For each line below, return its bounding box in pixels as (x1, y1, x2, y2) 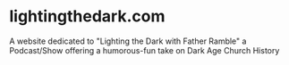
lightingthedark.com (9, 6, 166, 27)
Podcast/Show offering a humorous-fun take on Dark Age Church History (9, 45, 280, 55)
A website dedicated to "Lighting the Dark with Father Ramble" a (9, 36, 247, 46)
